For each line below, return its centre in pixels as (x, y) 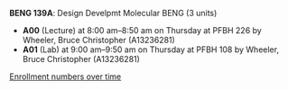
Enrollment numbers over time (65, 76)
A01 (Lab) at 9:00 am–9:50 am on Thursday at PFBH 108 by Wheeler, (151, 49)
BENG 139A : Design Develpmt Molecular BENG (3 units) (113, 13)
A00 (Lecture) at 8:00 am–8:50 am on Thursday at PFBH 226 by (142, 30)
